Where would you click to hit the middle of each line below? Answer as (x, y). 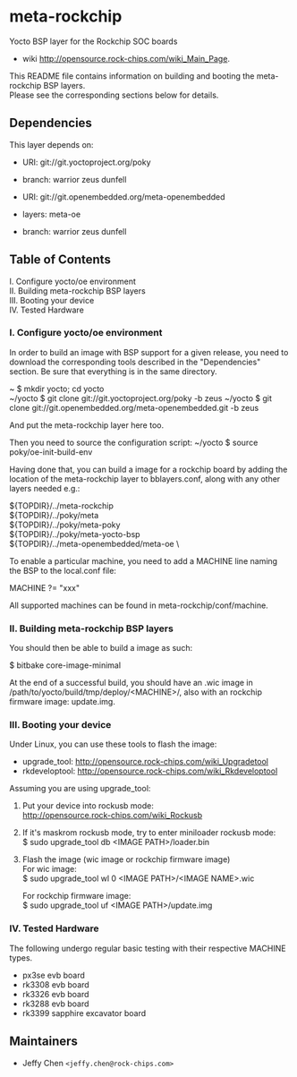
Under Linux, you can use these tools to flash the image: (113, 744)
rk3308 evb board (55, 984)
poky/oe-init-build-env (51, 452)
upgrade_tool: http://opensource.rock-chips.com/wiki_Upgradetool (145, 762)
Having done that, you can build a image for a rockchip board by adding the (148, 469)
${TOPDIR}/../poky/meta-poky (65, 525)
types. (21, 957)
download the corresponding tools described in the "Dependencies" (135, 362)
